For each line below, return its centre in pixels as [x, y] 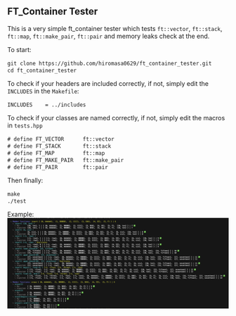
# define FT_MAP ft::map [56, 153]
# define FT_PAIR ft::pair [58, 167]
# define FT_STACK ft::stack [59, 146]
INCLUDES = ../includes [47, 105]
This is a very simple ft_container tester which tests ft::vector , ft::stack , [115, 28]
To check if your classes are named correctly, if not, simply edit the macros [116, 118]
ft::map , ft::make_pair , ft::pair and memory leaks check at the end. [109, 36]
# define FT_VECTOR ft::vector [61, 139]
